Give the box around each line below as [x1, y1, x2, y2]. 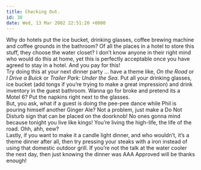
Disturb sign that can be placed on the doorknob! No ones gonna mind [6, 113, 181, 120]
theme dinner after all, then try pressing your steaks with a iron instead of [6, 138, 188, 145]
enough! [6, 157, 27, 165]
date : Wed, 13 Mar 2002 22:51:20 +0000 [6, 20, 106, 26]
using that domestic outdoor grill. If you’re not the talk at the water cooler [6, 144, 187, 151]
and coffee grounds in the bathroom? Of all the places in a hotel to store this [6, 42, 194, 50]
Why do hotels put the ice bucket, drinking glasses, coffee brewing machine [6, 37, 194, 44]
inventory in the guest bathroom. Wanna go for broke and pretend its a [6, 87, 181, 95]
